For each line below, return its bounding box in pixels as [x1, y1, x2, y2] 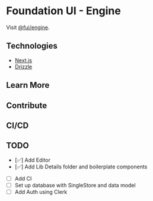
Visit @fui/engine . [6, 24, 50, 31]
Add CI [14, 175, 32, 182]
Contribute [6, 100, 47, 110]
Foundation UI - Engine [6, 4, 122, 18]
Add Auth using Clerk [14, 188, 68, 195]
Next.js [14, 56, 33, 63]
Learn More [6, 80, 50, 90]
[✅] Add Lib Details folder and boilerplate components [14, 163, 148, 170]
